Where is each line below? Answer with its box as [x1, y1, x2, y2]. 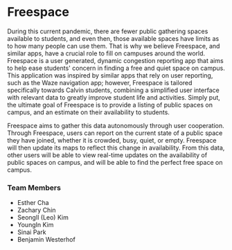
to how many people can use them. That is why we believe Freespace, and [7, 42, 220, 50]
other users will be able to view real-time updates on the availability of [7, 150, 208, 159]
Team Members [7, 183, 61, 193]
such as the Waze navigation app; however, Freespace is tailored [7, 78, 193, 87]
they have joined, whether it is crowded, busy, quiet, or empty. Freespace [7, 136, 217, 144]
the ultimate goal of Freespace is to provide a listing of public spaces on [7, 100, 213, 109]
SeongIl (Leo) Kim [17, 213, 69, 222]
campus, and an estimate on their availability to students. [7, 108, 170, 116]
